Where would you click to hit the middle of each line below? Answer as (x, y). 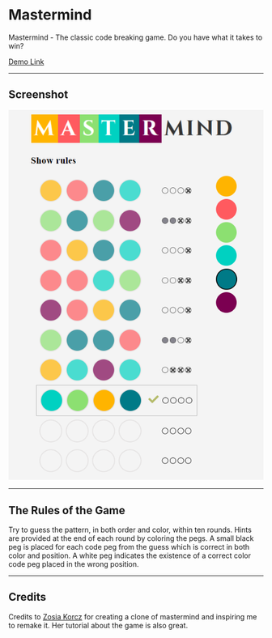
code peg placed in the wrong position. (74, 564)
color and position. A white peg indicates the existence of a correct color (130, 555)
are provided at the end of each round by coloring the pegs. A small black (131, 538)
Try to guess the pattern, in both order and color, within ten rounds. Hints (130, 530)
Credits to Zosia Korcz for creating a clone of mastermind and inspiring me (133, 616)
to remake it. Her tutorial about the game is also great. (98, 625)
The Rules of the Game (67, 510)
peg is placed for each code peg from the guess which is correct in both (129, 547)
